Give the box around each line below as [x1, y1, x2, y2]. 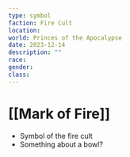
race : [8, 56, 26, 64]
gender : [8, 63, 34, 71]
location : [8, 26, 41, 34]
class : [8, 71, 30, 78]
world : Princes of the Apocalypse [8, 33, 123, 42]
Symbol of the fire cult [19, 131, 93, 140]
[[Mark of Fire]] [8, 105, 111, 123]
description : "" [8, 48, 62, 56]
